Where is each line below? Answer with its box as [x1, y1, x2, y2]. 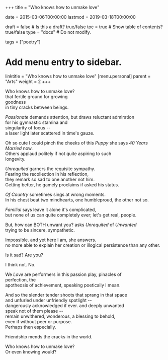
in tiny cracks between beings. [5, 104, 69, 110]
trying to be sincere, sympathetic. [5, 227, 75, 233]
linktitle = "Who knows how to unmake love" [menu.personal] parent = [5, 73, 151, 79]
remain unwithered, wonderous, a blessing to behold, [5, 313, 116, 319]
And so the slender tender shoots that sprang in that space [5, 292, 127, 298]
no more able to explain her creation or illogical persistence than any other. [5, 242, 160, 248]
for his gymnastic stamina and [5, 119, 68, 125]
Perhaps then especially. [5, 324, 56, 330]
